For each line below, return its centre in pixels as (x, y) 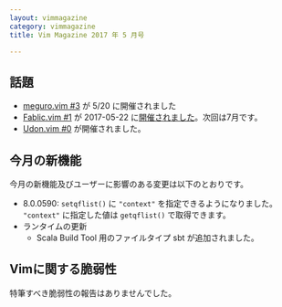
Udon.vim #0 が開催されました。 (84, 129)
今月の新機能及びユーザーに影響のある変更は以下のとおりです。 (129, 184)
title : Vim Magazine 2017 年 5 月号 (77, 35)
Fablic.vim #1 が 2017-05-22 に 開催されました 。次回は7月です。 (142, 117)
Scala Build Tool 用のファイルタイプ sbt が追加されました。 (147, 238)
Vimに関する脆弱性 (63, 269)
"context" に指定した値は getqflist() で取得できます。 (126, 215)
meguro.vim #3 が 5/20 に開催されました (99, 106)
